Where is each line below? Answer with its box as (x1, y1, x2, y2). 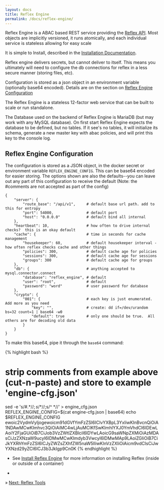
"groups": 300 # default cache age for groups (23, 258, 153, 263)
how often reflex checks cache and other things (5, 245, 107, 250)
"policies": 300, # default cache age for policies (23, 249, 157, 254)
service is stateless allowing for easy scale (5, 40, 92, 46)
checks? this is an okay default (5, 228, 76, 233)
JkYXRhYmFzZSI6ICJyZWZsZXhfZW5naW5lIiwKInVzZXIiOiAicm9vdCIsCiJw (5, 441, 159, 447)
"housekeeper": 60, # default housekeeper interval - (23, 241, 157, 245)
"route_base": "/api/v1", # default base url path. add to (23, 202, 155, 207)
